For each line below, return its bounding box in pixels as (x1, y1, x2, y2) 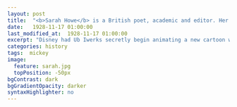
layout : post (7, 10, 46, 18)
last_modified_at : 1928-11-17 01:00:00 (7, 30, 128, 37)
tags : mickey (7, 50, 49, 57)
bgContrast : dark (7, 75, 59, 83)
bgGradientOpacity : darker (7, 82, 87, 89)
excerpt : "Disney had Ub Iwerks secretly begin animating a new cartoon (7, 37, 226, 44)
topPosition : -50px (13, 69, 71, 76)
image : (7, 56, 27, 63)
